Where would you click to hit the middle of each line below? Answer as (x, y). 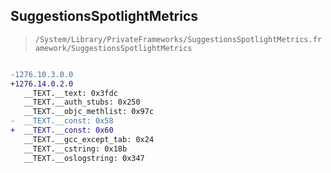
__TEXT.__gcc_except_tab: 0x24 (89, 139)
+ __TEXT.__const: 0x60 (62, 130)
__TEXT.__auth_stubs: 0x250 (82, 102)
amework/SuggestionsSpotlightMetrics (113, 48)
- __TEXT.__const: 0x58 (62, 121)
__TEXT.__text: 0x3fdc (70, 93)
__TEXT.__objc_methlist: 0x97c (89, 112)
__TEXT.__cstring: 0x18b (75, 149)
